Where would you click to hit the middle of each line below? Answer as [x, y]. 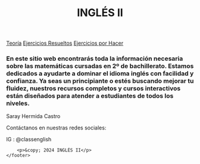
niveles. [18, 103]
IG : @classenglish [29, 140]
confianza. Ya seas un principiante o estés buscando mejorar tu [100, 81]
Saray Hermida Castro [33, 116]
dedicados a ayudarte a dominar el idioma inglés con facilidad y [100, 73]
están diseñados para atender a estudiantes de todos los [90, 96]
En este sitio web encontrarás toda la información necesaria [95, 58]
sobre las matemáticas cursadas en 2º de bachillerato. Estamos [100, 66]
